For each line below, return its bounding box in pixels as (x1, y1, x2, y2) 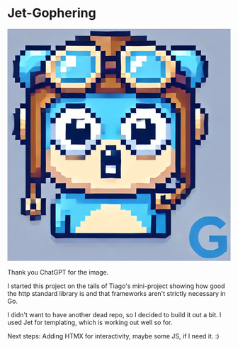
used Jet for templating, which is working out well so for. (7, 318, 173, 327)
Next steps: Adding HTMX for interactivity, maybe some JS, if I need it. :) (7, 332, 220, 341)
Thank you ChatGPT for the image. (7, 268, 109, 277)
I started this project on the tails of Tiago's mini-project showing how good (7, 282, 225, 290)
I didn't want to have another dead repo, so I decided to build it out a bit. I (7, 311, 222, 319)
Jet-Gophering (7, 5, 97, 21)
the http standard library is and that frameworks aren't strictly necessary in (7, 290, 226, 298)
